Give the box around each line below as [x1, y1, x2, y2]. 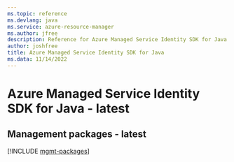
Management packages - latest [7, 128, 147, 140]
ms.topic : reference [7, 10, 68, 17]
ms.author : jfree [7, 29, 58, 37]
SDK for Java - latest [7, 101, 130, 116]
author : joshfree [7, 43, 58, 50]
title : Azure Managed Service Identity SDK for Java [7, 50, 165, 57]
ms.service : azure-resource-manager [7, 23, 114, 30]
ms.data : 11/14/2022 [7, 56, 68, 63]
